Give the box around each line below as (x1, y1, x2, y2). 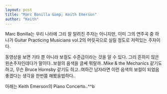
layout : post (5, 7, 32, 12)
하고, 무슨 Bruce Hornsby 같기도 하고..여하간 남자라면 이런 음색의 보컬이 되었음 (5, 66, 160, 72)
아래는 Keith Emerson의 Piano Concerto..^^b (5, 83, 95, 89)
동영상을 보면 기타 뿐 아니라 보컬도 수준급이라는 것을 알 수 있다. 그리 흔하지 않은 (5, 54, 160, 60)
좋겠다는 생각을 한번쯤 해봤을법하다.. (5, 73, 76, 79)
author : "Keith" (5, 16, 39, 21)
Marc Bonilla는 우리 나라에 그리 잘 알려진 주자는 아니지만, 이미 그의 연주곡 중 (5, 31, 154, 37)
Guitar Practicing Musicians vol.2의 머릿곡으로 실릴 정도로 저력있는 (14, 37, 148, 43)
